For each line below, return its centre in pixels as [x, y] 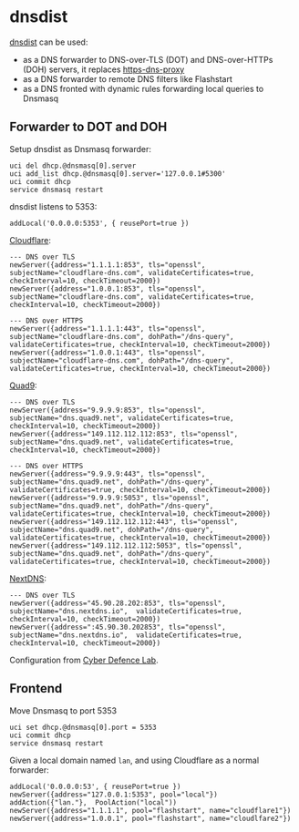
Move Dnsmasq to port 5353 [63, 710]
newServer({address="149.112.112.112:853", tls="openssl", [124, 434]
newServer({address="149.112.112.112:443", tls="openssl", [124, 521]
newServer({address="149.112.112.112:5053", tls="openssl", [126, 545]
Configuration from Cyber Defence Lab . [84, 660]
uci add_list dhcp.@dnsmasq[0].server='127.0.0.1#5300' [118, 174]
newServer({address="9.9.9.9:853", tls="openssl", [108, 410]
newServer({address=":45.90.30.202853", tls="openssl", [118, 627]
